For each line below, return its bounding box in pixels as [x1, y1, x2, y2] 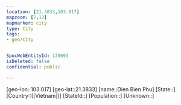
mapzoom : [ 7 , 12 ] [6, 14, 47, 20]
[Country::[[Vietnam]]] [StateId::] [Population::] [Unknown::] [6, 92, 154, 99]
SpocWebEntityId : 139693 [6, 53, 69, 59]
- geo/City [6, 37, 34, 43]
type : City [6, 25, 34, 32]
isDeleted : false [6, 58, 50, 64]
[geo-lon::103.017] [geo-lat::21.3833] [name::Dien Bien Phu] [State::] [6, 85, 176, 93]
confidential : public [6, 64, 61, 70]
